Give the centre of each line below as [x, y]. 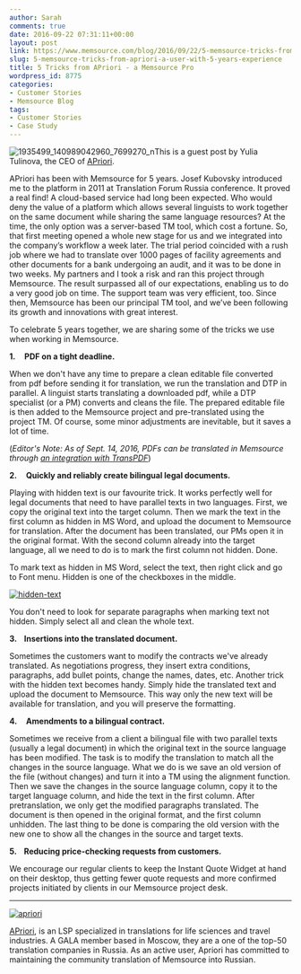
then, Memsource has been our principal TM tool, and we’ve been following [149, 303]
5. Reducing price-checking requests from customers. [116, 851]
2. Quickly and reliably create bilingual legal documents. [120, 475]
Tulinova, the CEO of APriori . [62, 161]
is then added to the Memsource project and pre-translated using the [137, 412]
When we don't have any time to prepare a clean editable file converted [141, 374]
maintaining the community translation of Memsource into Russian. [133, 960]
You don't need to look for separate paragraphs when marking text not [140, 612]
